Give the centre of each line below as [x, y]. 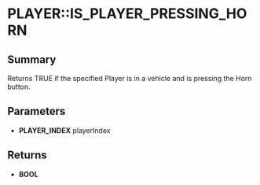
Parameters [37, 111]
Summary [32, 59]
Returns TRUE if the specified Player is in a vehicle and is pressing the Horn [130, 78]
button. [19, 87]
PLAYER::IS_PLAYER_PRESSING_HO [127, 14]
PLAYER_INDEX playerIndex [64, 130]
